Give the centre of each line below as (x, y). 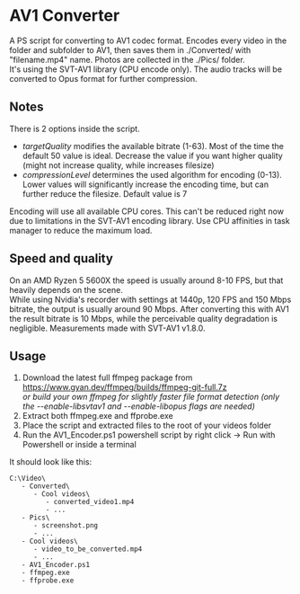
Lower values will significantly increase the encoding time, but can (146, 184)
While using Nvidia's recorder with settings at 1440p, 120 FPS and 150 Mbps (150, 299)
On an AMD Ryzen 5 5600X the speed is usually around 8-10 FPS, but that (146, 280)
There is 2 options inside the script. (75, 129)
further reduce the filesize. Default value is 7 (105, 193)
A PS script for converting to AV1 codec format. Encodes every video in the (148, 40)
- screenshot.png (66, 526)
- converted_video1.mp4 (90, 502)
